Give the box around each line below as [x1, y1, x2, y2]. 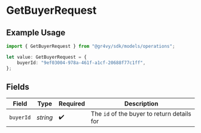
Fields [6, 81, 30, 92]
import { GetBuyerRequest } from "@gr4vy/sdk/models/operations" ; [6, 43, 175, 49]
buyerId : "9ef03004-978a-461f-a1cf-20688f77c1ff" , [17, 59, 146, 66]
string [36, 113, 53, 122]
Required [59, 99, 86, 108]
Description [124, 99, 159, 108]
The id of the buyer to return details [90, 110, 191, 118]
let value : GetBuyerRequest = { [6, 54, 87, 60]
